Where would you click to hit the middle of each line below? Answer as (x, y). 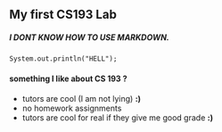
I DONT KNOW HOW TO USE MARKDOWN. (89, 37)
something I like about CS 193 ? (68, 78)
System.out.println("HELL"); (63, 59)
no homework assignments (72, 108)
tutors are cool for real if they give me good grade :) (118, 117)
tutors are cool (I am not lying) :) (81, 98)
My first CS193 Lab (63, 15)
